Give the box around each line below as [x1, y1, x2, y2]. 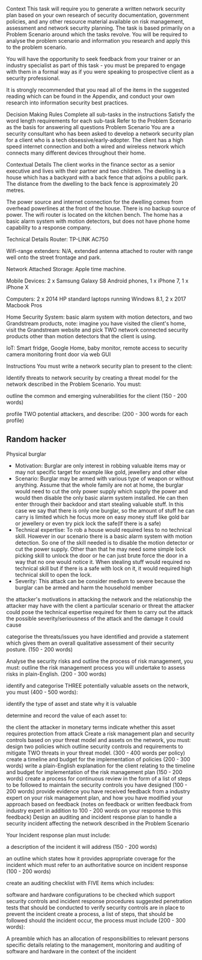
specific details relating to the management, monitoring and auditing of [6, 941, 182, 949]
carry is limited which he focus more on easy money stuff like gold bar [14, 513, 189, 520]
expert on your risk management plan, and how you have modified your [6, 794, 183, 801]
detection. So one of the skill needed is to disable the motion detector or [14, 539, 194, 546]
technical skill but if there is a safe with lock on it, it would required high [14, 565, 192, 572]
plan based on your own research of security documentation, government [6, 11, 189, 19]
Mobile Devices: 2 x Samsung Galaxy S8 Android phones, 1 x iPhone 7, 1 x [6, 277, 189, 284]
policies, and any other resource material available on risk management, [6, 18, 185, 25]
